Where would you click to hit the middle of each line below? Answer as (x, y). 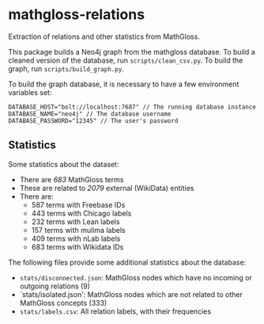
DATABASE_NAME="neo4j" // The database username (90, 114)
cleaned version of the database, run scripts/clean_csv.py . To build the (126, 60)
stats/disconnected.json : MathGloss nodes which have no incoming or (136, 277)
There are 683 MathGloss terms (72, 179)
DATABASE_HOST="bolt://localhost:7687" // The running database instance (132, 107)
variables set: (30, 92)
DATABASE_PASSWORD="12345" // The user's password (93, 120)
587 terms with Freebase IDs (78, 204)
